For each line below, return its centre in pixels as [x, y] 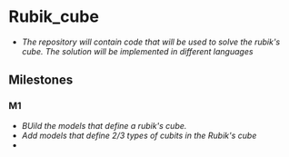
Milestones [41, 80]
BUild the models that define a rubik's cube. [104, 125]
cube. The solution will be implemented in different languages [137, 51]
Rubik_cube [54, 17]
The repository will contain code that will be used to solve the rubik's [151, 42]
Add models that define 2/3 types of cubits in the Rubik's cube [139, 135]
